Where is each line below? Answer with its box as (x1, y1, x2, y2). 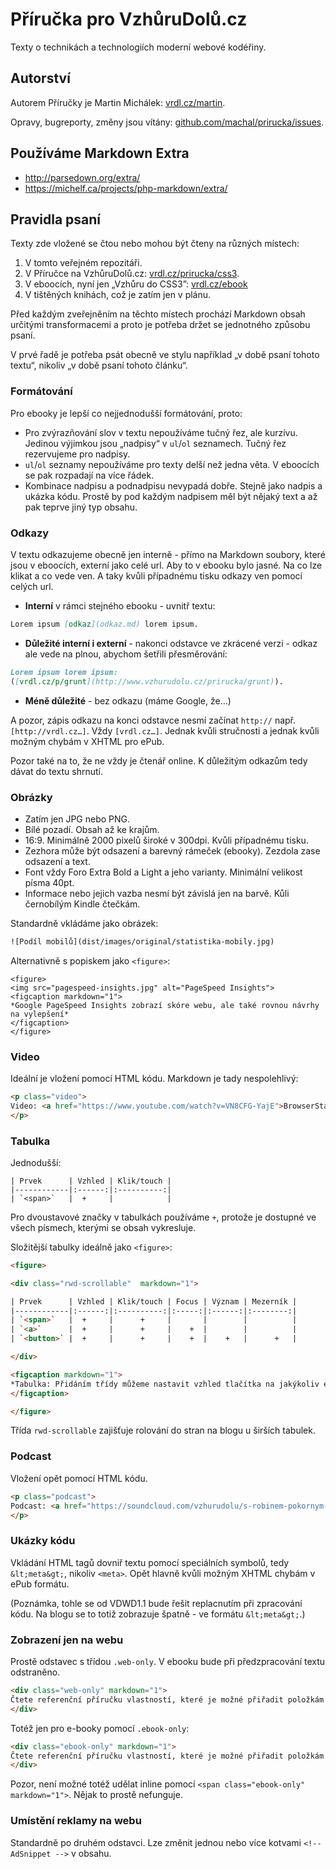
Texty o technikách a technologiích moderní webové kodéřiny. (10, 41, 267, 53)
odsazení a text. (24, 855, 91, 867)
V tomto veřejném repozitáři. (24, 257, 143, 269)
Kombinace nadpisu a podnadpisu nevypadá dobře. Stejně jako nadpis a (24, 479, 323, 492)
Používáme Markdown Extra (10, 145, 190, 162)
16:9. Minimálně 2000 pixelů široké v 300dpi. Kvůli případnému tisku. (24, 834, 309, 846)
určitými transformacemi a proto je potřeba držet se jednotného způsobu (10, 319, 311, 331)
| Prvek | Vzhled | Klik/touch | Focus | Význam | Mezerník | (10, 1296, 298, 1307)
